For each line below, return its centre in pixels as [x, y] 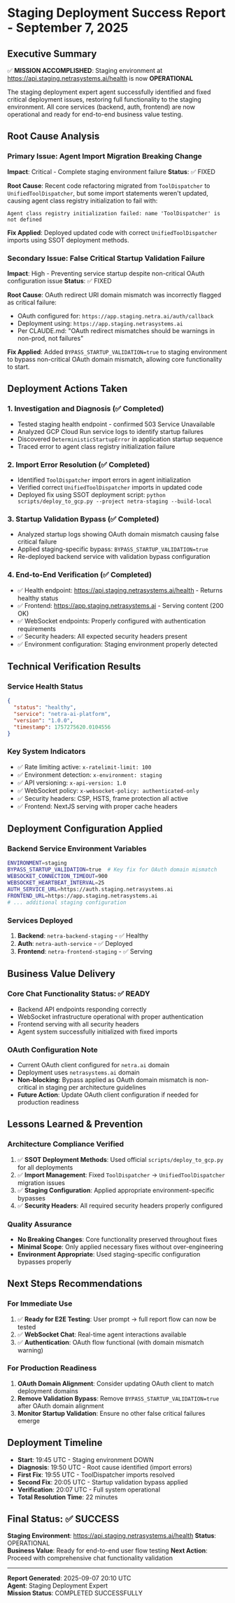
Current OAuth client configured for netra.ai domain [93, 1064]
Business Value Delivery [61, 974]
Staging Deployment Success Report [116, 13]
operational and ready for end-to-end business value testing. [95, 114]
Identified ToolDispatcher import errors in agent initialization [104, 480]
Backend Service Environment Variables [77, 848]
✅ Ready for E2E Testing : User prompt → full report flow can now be [117, 1319]
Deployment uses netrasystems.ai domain [78, 1072]
